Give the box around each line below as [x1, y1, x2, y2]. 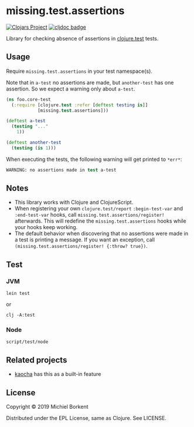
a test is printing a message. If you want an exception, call [14, 236, 155, 243]
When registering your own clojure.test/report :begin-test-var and [14, 205, 183, 212]
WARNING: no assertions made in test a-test [6, 167, 117, 173]
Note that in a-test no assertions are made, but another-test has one [6, 79, 174, 86]
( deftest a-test [6, 118, 46, 124]
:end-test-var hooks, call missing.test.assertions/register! [14, 211, 165, 218]
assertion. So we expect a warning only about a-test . [6, 85, 135, 92]
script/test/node [6, 339, 49, 345]
